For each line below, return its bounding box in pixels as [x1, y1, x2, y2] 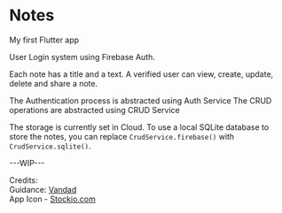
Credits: [9, 174, 38, 186]
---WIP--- [9, 157, 45, 168]
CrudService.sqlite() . [9, 141, 91, 151]
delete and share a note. [9, 78, 98, 88]
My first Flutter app [9, 34, 80, 45]
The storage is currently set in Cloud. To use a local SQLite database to [9, 121, 270, 133]
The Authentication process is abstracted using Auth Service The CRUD [9, 95, 272, 106]
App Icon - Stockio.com [9, 194, 96, 204]
